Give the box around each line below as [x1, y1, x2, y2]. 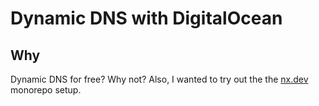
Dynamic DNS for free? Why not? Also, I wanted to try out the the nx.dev [10, 73, 309, 85]
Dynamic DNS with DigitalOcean [10, 7, 283, 30]
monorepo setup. [10, 84, 82, 96]
